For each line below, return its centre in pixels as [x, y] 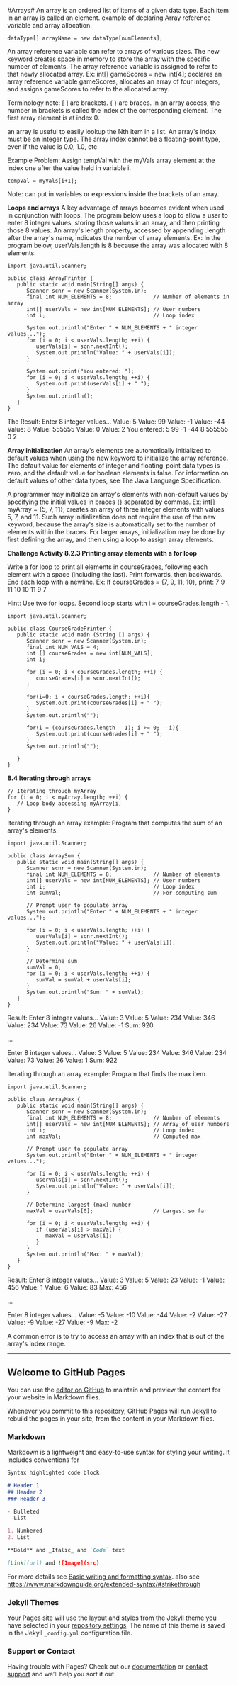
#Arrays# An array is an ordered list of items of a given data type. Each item [118, 10]
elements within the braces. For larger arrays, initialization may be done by [116, 532]
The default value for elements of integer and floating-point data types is [114, 466]
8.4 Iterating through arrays [49, 778]
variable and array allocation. [50, 25]
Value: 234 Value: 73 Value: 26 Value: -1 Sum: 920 [80, 1025]
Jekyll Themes [33, 1602]
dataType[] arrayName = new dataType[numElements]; [85, 38]
